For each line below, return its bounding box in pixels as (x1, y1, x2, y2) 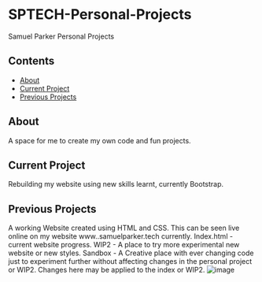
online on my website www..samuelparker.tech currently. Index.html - (8, 232, 234, 241)
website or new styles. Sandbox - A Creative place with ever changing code (8, 248, 254, 258)
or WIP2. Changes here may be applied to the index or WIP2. (8, 265, 205, 275)
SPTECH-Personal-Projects (8, 6, 192, 24)
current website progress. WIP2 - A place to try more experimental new (8, 240, 240, 250)
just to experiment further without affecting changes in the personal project (8, 257, 253, 266)
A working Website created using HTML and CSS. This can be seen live (8, 223, 240, 233)
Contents (8, 54, 55, 68)
